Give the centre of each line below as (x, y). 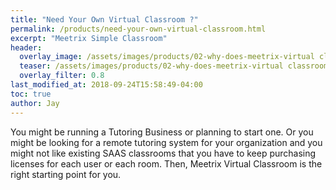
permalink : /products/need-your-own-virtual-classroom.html (138, 29)
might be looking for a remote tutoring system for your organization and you (166, 142)
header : (26, 47)
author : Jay (35, 103)
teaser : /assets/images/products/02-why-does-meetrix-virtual (151, 66)
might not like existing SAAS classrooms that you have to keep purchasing (163, 153)
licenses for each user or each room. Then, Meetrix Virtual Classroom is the (166, 163)
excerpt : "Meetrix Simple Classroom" (89, 38)
